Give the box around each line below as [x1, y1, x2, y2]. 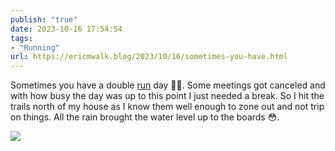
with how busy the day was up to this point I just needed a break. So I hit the [10, 90, 325, 102]
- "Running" [10, 42, 60, 53]
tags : [10, 33, 33, 43]
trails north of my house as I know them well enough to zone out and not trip [10, 101, 325, 113]
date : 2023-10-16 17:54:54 [10, 24, 123, 34]
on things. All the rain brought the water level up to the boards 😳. [10, 111, 280, 123]
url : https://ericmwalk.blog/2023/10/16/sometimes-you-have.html [10, 52, 288, 62]
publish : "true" [10, 14, 78, 25]
